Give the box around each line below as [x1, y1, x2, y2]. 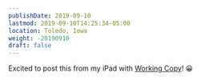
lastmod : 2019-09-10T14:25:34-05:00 [8, 19, 131, 27]
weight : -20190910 [8, 34, 70, 43]
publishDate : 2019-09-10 [8, 11, 91, 20]
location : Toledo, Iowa [8, 26, 88, 34]
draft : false [8, 42, 52, 50]
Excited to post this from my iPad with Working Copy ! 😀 [8, 63, 194, 73]
